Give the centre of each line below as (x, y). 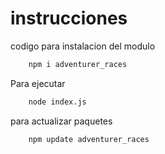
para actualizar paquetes (61, 121)
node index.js (57, 102)
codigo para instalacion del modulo (83, 46)
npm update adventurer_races (89, 139)
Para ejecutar (38, 83)
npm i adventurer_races (78, 64)
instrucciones (69, 18)
